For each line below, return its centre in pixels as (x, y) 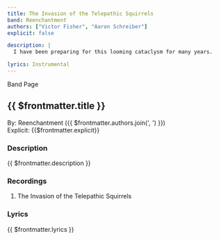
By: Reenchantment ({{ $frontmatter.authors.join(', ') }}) (86, 123)
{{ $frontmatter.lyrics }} (41, 229)
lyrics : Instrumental (39, 65)
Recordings (27, 181)
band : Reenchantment (37, 20)
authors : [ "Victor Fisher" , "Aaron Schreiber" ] (78, 26)
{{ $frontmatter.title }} (56, 106)
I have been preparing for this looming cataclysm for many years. (113, 52)
